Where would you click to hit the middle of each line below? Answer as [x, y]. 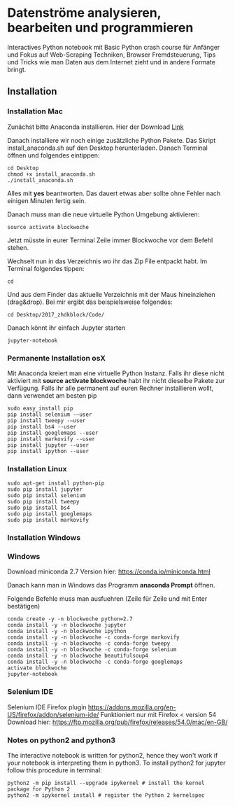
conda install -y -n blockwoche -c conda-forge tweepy [89, 644]
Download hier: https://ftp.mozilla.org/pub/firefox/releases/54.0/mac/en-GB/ [117, 722]
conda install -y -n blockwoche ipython [67, 632]
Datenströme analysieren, [84, 13]
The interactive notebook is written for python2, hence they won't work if [113, 756]
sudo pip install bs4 [39, 508]
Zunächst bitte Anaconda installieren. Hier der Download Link [95, 127]
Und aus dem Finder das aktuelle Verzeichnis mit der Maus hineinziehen [111, 294]
